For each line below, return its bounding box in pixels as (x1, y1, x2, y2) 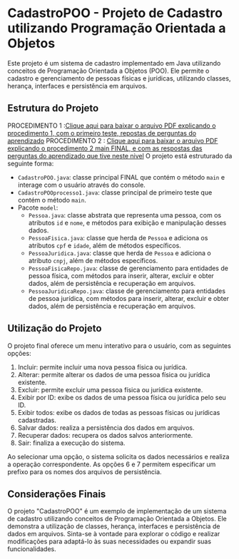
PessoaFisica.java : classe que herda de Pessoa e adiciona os (28, 233, 208, 242)
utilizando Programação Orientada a (7, 20, 226, 36)
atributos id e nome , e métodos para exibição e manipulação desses (28, 218, 227, 227)
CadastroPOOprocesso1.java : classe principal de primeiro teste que (17, 188, 213, 197)
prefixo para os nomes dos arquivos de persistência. (7, 467, 162, 476)
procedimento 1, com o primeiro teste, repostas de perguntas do (7, 128, 197, 137)
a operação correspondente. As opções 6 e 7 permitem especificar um (7, 460, 216, 468)
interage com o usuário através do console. (17, 180, 146, 189)
